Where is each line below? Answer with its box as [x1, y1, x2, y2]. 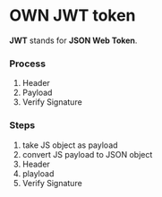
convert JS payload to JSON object [21, 149, 153, 159]
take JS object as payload [21, 140, 118, 150]
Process [9, 57, 47, 70]
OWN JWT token [9, 5, 136, 26]
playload [21, 167, 55, 179]
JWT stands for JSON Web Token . [9, 35, 138, 46]
